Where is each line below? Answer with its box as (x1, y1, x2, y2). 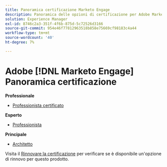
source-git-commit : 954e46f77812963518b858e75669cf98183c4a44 (5, 26, 137, 31)
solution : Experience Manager (5, 16, 68, 21)
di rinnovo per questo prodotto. (5, 156, 69, 162)
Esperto (5, 112, 22, 118)
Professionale (5, 93, 35, 99)
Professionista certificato (12, 102, 64, 108)
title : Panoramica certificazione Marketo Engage (5, 7, 110, 12)
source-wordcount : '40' (5, 35, 55, 40)
